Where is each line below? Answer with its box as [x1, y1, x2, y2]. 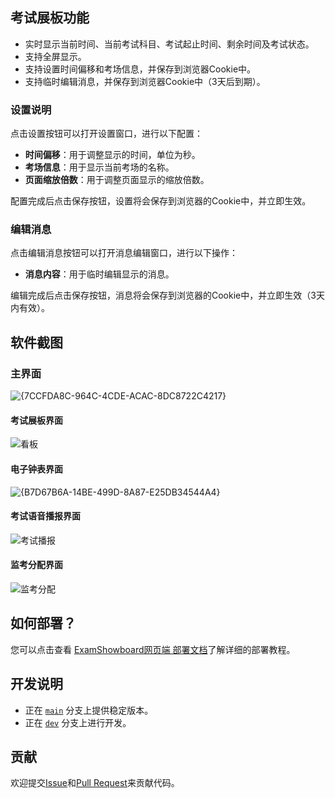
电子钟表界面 [10, 463, 63, 475]
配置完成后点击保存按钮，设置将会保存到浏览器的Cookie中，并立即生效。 [10, 195, 312, 207]
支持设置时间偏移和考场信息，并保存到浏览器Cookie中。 [24, 63, 257, 75]
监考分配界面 [10, 559, 63, 571]
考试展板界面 [10, 414, 63, 426]
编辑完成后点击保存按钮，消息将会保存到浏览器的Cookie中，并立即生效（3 [10, 289, 317, 302]
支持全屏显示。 [24, 50, 87, 62]
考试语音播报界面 [10, 510, 81, 522]
